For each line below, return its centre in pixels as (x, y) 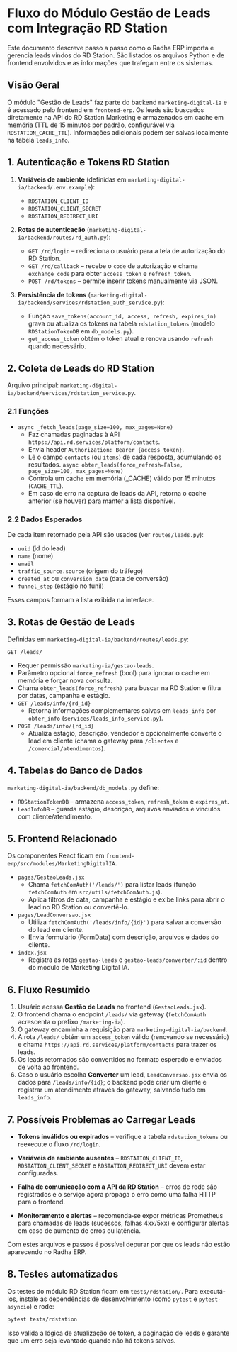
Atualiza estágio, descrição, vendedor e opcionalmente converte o (125, 733)
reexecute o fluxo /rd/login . (59, 1144)
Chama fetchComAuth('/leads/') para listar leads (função (112, 885)
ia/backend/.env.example (54, 187)
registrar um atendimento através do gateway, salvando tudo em (112, 1090)
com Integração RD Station (88, 28)
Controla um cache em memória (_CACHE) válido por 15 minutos (122, 478)
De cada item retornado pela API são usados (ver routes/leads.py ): (105, 534)
